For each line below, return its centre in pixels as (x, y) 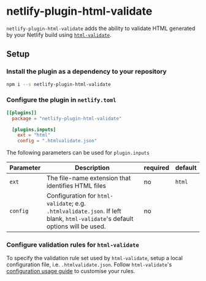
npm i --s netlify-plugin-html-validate (59, 84)
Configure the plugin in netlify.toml (61, 100)
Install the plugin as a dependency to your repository (86, 72)
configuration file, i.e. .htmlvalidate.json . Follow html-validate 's (89, 264)
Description (92, 168)
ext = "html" (34, 135)
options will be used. (76, 226)
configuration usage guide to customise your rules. (71, 271)
